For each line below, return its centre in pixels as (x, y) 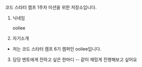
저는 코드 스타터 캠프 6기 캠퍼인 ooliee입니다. (57, 49)
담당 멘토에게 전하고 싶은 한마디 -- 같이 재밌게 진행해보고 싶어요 (75, 59)
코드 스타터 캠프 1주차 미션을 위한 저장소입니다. (51, 7)
